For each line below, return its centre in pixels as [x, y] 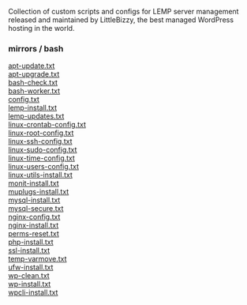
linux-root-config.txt [41, 133]
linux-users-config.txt [43, 167]
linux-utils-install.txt [41, 175]
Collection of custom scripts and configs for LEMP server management [123, 11]
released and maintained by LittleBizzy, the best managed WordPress [121, 20]
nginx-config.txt [34, 217]
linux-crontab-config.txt [47, 125]
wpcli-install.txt [33, 292]
